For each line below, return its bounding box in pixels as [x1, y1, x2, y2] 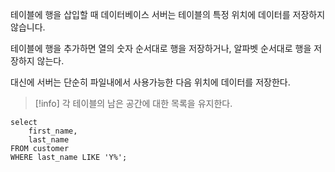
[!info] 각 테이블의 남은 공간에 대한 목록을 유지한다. [34, 98, 233, 109]
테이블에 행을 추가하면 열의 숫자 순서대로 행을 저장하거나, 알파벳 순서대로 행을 [10, 43, 312, 54]
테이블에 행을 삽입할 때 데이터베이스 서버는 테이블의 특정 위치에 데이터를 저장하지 [10, 9, 326, 20]
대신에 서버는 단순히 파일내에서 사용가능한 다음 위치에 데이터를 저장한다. [10, 76, 291, 88]
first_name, [28, 126, 78, 136]
